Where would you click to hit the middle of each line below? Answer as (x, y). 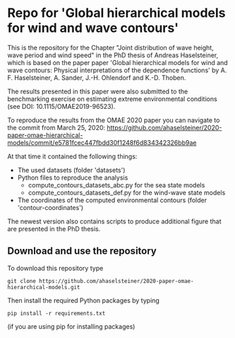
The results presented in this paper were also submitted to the (98, 91)
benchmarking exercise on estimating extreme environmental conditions (112, 99)
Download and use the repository (82, 251)
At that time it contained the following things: (72, 156)
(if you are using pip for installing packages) (71, 326)
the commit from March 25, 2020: (56, 127)
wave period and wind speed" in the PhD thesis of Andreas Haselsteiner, (113, 55)
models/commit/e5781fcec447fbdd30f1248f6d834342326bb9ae (102, 142)
